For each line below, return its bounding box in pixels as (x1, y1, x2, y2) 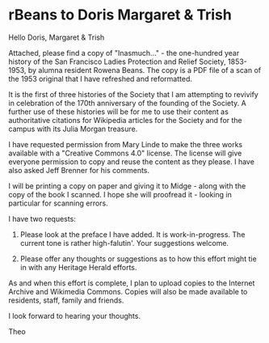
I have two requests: (8, 214, 77, 223)
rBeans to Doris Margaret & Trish (8, 6, 232, 24)
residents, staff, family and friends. (8, 295, 124, 305)
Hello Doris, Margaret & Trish (8, 32, 105, 42)
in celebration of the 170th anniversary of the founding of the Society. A (8, 98, 246, 108)
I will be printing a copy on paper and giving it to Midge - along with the (8, 180, 246, 191)
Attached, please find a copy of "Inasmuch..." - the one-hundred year (8, 48, 240, 57)
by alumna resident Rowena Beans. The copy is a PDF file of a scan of (27, 65, 262, 74)
